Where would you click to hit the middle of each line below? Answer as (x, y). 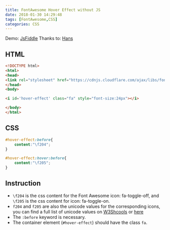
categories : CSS (22, 24)
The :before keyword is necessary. (49, 217)
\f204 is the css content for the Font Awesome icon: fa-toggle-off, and (86, 196)
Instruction (23, 183)
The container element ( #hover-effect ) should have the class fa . (80, 222)
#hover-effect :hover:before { (36, 158)
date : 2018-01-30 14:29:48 (34, 15)
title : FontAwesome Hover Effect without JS (53, 10)
